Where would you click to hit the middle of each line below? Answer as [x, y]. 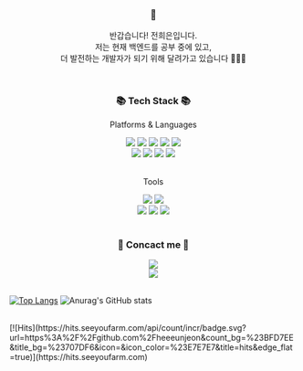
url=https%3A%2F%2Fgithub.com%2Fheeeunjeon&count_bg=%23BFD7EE [151, 337]
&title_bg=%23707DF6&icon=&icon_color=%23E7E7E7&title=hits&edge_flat [151, 347]
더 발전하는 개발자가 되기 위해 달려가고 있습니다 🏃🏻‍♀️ [153, 58]
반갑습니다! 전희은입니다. [153, 36]
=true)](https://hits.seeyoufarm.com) [78, 356]
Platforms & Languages [153, 124]
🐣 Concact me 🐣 [153, 244]
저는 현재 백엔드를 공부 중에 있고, [153, 47]
